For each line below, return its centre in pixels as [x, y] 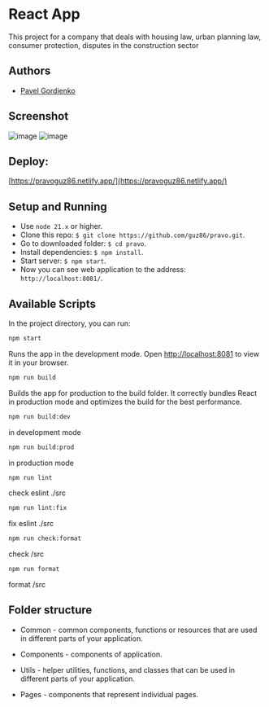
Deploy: [28, 161]
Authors [30, 71]
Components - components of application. [91, 654]
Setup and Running [58, 206]
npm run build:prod [41, 447]
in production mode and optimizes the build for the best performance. [125, 402]
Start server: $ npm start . [63, 261]
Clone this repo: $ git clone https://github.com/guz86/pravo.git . [132, 235]
